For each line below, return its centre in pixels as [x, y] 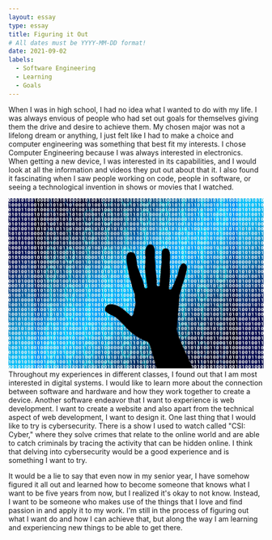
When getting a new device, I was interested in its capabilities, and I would [132, 161]
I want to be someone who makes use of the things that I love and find [125, 501]
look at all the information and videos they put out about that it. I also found [134, 169]
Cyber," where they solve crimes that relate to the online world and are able [134, 434]
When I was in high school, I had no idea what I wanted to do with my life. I [133, 109]
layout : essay [32, 17]
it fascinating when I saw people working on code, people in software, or [130, 178]
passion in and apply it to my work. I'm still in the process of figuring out [129, 510]
